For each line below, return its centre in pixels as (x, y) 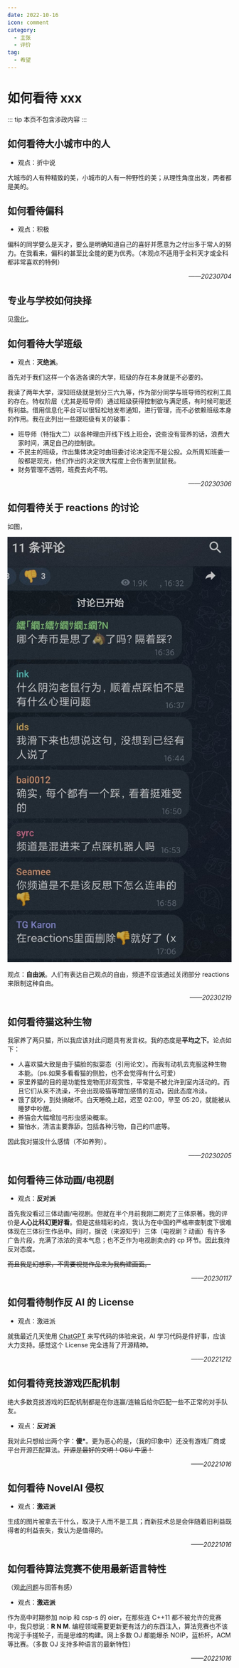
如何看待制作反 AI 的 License (71, 1302)
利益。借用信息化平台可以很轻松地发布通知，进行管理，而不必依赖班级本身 (122, 410)
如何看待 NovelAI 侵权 (56, 1488)
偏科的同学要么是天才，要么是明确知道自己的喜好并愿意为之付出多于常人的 (116, 245)
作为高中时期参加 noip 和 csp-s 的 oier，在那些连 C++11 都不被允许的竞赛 (115, 1618)
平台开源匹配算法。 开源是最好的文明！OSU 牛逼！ (81, 1450)
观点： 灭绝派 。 (39, 362)
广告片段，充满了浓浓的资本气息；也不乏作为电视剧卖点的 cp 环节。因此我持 (119, 1240)
